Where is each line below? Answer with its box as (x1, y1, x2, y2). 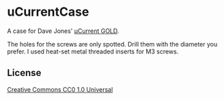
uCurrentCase (7, 4, 89, 20)
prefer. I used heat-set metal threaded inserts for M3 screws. (7, 47, 179, 55)
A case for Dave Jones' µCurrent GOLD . (7, 27, 120, 35)
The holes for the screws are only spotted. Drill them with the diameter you (7, 40, 218, 48)
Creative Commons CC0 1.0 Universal (7, 85, 113, 93)
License (7, 67, 42, 79)
